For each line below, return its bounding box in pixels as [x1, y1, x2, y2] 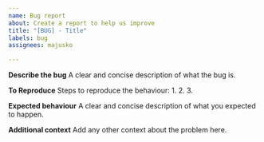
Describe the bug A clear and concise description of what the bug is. [8, 70, 236, 80]
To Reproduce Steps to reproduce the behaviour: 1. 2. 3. [8, 85, 194, 96]
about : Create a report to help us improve [8, 19, 156, 27]
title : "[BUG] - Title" [8, 26, 88, 34]
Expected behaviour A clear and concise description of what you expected [8, 101, 257, 111]
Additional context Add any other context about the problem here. [8, 125, 227, 135]
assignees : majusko [8, 41, 73, 49]
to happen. [8, 109, 44, 120]
